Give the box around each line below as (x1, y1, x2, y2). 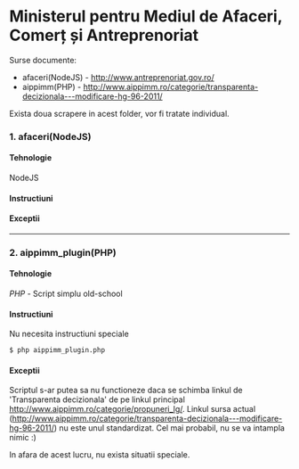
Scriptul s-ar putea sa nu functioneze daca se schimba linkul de (9, 385, 243, 396)
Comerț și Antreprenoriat (9, 25, 199, 45)
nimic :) (9, 432, 37, 443)
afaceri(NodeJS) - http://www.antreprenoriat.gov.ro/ (21, 71, 215, 82)
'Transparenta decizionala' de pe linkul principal (9, 394, 185, 405)
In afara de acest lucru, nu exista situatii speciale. (9, 449, 190, 460)
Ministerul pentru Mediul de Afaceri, (9, 6, 283, 27)
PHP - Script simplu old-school (9, 288, 123, 299)
